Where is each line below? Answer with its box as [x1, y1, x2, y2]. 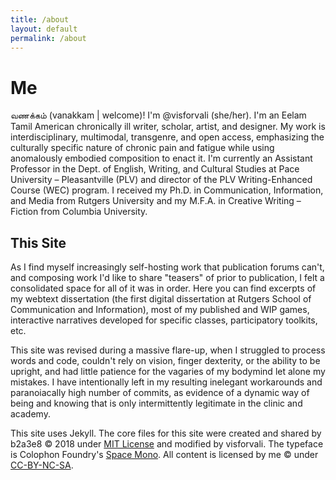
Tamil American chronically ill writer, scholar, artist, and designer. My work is [10, 121, 326, 133]
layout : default [10, 24, 78, 34]
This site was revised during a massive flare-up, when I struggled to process [10, 344, 326, 356]
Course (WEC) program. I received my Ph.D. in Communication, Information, [10, 184, 324, 196]
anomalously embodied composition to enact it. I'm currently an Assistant [10, 152, 313, 165]
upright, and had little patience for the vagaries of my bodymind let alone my [10, 366, 326, 378]
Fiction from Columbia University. [10, 206, 148, 218]
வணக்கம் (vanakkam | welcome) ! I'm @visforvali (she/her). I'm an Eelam [10, 109, 307, 121]
